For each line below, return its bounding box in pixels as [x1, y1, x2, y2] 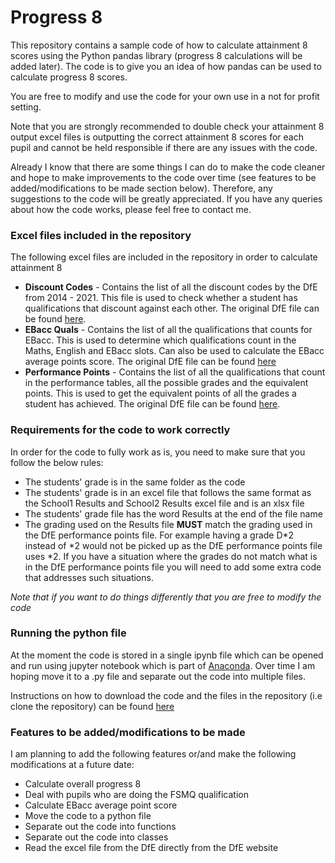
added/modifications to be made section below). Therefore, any [10, 182, 273, 194]
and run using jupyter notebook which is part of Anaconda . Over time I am [10, 659, 316, 671]
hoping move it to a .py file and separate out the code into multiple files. [10, 670, 307, 682]
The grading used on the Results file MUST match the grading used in [24, 518, 313, 530]
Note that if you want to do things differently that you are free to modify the [10, 591, 322, 603]
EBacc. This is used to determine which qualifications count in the [24, 334, 297, 346]
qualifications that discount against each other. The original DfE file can [24, 302, 320, 315]
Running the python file [10, 626, 127, 640]
